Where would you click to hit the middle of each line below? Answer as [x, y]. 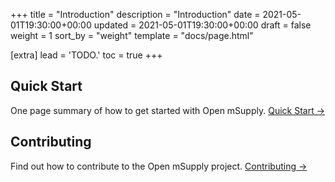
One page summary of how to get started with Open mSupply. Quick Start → [168, 110]
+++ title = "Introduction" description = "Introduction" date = [135, 14]
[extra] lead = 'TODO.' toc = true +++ [86, 55]
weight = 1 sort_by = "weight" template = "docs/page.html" [132, 35]
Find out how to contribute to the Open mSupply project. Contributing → [159, 166]
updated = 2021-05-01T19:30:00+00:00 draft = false [202, 25]
